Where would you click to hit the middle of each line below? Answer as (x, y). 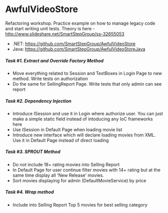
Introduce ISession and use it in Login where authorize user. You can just (88, 113)
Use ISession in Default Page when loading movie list (67, 129)
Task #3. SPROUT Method (33, 152)
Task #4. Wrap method (30, 192)
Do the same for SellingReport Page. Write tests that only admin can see (87, 84)
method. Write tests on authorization (50, 79)
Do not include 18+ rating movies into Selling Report (66, 164)
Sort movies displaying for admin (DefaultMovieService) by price (79, 180)
